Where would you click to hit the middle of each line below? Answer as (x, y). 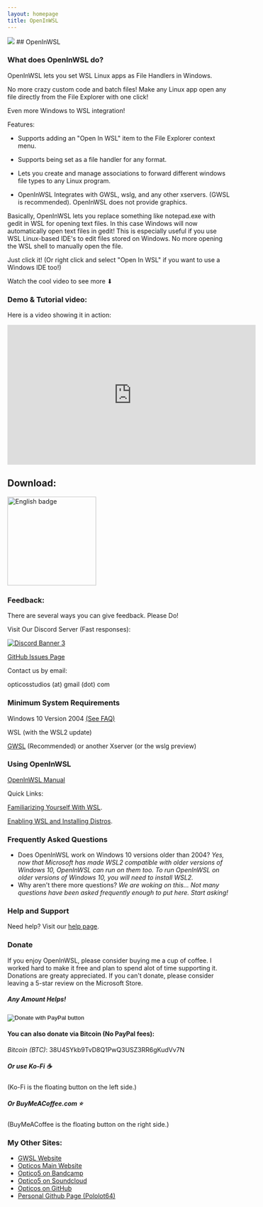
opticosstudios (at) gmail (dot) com (58, 684)
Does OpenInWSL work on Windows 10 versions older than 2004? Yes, (121, 855)
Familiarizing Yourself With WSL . (55, 807)
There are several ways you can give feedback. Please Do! (93, 616)
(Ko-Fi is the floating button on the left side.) (72, 1087)
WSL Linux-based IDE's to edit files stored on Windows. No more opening (115, 238)
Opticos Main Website (50, 1166)
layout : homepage (33, 14)
